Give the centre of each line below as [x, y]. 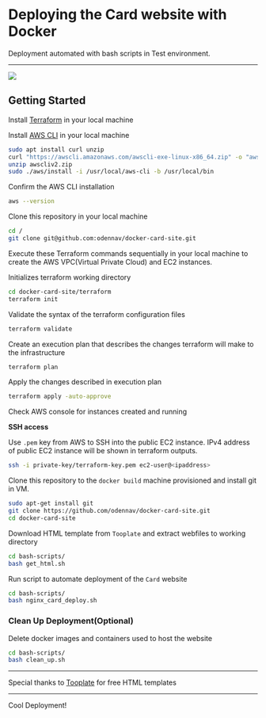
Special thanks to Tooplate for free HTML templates [92, 682]
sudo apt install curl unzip [56, 149]
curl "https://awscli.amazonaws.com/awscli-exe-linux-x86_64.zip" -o [125, 157]
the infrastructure [37, 352]
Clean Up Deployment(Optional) [71, 621]
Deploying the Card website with [118, 15]
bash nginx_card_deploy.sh [53, 601]
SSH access [28, 427]
